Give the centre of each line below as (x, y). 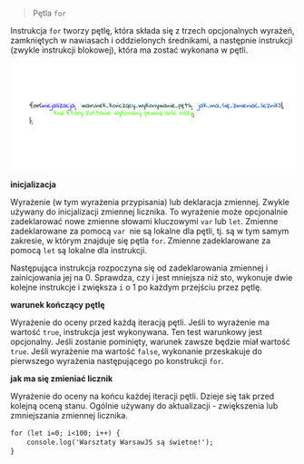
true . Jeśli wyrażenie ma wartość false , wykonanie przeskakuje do (136, 351)
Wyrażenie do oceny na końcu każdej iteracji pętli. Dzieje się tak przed (142, 396)
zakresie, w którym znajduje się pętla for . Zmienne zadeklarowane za (141, 241)
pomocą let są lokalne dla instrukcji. (79, 250)
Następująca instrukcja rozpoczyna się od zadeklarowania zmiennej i (139, 268)
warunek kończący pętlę (58, 304)
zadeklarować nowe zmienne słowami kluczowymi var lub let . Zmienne (144, 221)
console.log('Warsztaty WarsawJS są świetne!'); (120, 442)
